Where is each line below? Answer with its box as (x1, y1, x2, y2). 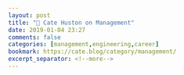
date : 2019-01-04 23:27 (8, 26, 86, 34)
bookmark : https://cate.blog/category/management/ (8, 48, 177, 55)
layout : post (8, 11, 51, 20)
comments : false (8, 33, 61, 41)
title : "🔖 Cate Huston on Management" (8, 19, 135, 27)
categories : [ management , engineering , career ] (8, 41, 159, 48)
